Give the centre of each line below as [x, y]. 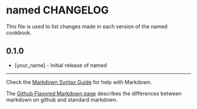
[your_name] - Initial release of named [61, 65]
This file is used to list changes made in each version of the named [87, 26]
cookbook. [19, 32]
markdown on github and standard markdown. [62, 100]
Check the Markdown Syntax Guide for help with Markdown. [79, 82]
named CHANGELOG [57, 10]
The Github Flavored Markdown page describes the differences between [94, 93]
